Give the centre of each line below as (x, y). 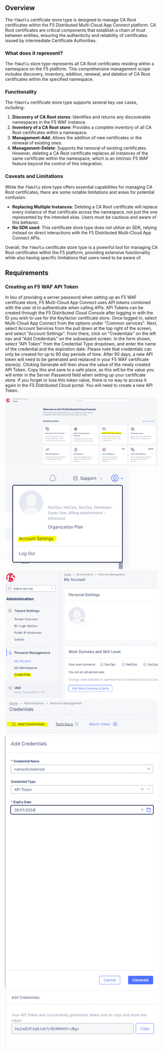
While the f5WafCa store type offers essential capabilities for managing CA (79, 187)
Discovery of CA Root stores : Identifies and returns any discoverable (81, 117)
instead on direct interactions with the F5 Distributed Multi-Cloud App (81, 232)
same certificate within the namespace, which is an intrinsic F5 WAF (80, 158)
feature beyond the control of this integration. (57, 164)
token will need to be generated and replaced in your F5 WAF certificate (77, 360)
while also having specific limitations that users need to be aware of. (73, 257)
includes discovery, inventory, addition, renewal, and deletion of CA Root (78, 74)
